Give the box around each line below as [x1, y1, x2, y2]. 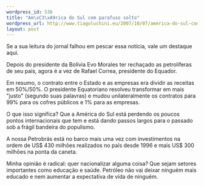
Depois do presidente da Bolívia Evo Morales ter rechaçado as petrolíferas [6, 61, 192, 68]
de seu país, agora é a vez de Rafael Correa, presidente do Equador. [6, 68, 177, 75]
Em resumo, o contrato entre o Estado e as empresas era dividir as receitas [6, 79, 194, 87]
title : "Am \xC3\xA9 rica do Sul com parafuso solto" [6, 15, 140, 21]
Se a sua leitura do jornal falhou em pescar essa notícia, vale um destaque [6, 43, 192, 50]
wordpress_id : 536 [6, 9, 53, 15]
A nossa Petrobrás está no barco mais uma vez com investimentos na [6, 135, 181, 143]
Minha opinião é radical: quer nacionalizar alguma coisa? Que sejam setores [6, 160, 197, 168]
